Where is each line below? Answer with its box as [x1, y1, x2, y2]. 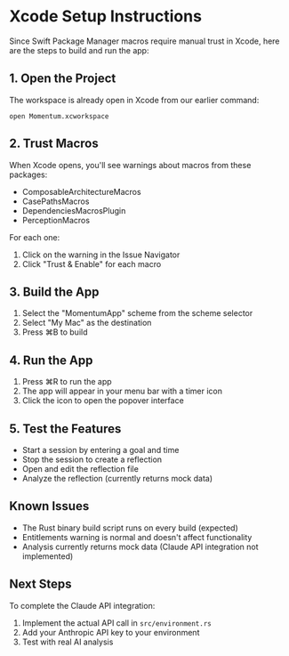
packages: [9, 169, 48, 180]
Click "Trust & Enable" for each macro [21, 258, 162, 269]
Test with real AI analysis [21, 636, 114, 647]
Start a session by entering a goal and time [21, 445, 180, 455]
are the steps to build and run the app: [9, 45, 149, 55]
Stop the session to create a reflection [21, 454, 163, 465]
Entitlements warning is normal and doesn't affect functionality [21, 531, 253, 542]
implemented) [21, 550, 74, 562]
